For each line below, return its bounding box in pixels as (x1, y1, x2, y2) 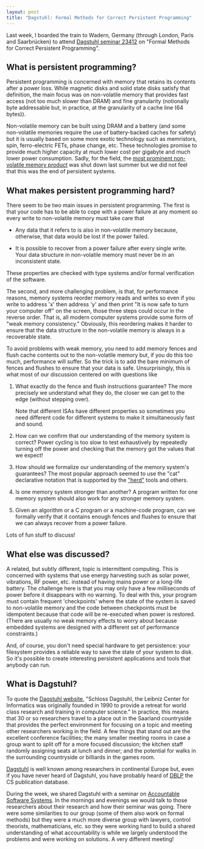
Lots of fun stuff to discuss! (6, 531, 76, 539)
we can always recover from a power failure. (15, 520, 127, 527)
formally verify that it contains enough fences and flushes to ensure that (15, 513, 197, 520)
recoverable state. (6, 333, 52, 340)
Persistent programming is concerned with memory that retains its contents (6, 78, 196, 85)
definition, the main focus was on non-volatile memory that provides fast (6, 91, 189, 98)
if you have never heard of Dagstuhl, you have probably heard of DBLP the (6, 772, 194, 779)
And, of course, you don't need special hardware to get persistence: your (6, 642, 191, 649)
